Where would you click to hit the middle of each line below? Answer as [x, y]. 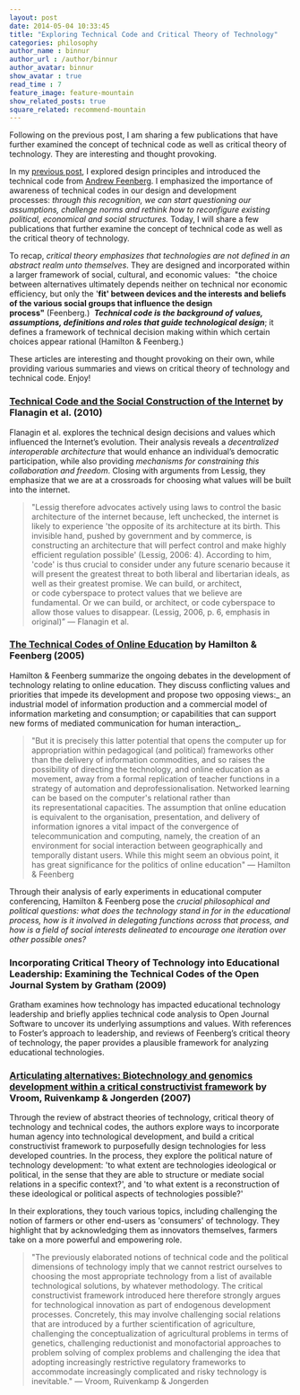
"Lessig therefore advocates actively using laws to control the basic [156, 507]
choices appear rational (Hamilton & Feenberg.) [97, 341]
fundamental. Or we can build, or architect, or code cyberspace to [153, 602]
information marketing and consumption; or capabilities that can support [143, 713]
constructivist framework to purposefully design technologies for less [138, 1146]
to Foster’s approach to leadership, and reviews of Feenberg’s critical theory [150, 1033]
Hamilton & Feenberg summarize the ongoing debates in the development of [150, 675]
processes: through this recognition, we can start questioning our [130, 200]
